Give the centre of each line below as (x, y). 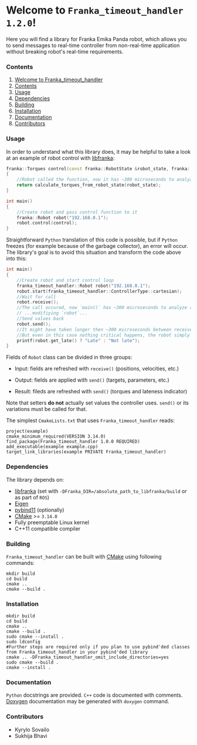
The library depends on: (35, 479)
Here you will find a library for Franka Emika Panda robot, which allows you (96, 39)
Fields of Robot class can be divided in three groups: (69, 357)
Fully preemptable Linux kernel (52, 522)
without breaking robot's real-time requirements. (65, 51)
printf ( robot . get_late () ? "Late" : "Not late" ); (79, 340)
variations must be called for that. (47, 409)
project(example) (27, 431)
